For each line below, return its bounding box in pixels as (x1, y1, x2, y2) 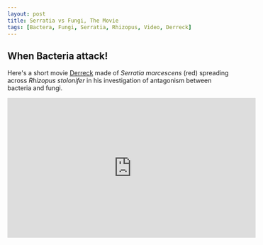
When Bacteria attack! (7, 50, 108, 62)
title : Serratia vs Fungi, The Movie (7, 17, 119, 24)
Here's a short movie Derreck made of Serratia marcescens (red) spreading (7, 69, 229, 77)
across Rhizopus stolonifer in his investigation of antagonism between (7, 76, 212, 85)
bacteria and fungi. (7, 84, 63, 92)
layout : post (7, 10, 46, 18)
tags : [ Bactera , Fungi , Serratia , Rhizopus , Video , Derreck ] (7, 23, 192, 31)
